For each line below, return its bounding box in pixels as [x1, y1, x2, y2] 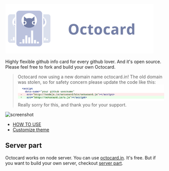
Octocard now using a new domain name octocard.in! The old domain [17, 74, 163, 80]
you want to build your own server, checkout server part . [5, 160, 124, 166]
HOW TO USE [12, 121, 41, 127]
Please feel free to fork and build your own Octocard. [5, 64, 116, 70]
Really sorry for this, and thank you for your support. [17, 101, 127, 107]
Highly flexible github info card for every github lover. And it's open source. [5, 59, 161, 65]
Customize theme [12, 127, 49, 133]
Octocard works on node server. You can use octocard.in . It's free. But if [5, 154, 156, 160]
